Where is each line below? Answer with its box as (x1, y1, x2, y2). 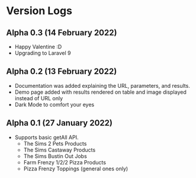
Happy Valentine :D (14, 43, 62, 50)
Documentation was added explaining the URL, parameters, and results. (14, 82, 191, 89)
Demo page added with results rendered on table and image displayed (14, 88, 187, 95)
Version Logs (6, 4, 73, 18)
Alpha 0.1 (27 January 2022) (6, 118, 113, 128)
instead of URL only (14, 94, 63, 101)
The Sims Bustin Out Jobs (23, 152, 87, 160)
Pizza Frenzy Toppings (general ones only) (23, 165, 128, 172)
